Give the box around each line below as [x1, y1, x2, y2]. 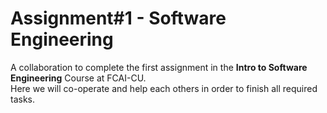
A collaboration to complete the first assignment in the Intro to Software [10, 61, 308, 73]
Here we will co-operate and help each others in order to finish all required [10, 82, 318, 94]
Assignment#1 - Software [10, 7, 227, 30]
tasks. [10, 93, 36, 105]
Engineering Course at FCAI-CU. [10, 72, 147, 84]
